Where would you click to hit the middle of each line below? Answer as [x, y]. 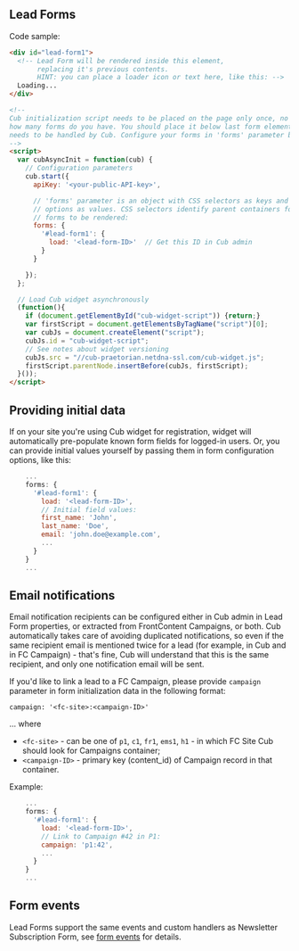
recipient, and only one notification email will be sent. [107, 665]
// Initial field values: [89, 509]
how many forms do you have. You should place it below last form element [151, 127]
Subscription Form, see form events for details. [96, 937]
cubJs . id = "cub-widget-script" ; [87, 341]
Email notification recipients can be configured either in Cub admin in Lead [146, 617]
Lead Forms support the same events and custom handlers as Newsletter [144, 927]
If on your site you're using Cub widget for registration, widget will [130, 431]
